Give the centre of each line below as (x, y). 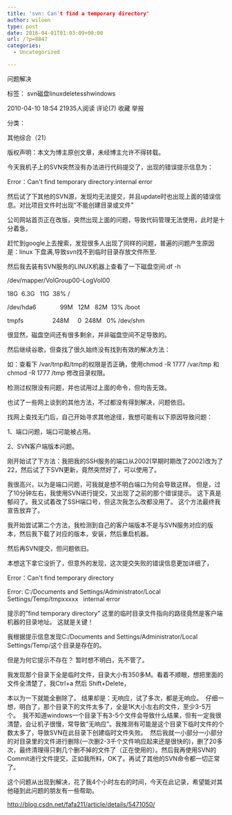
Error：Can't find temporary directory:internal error (80, 181)
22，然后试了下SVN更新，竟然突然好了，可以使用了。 (84, 469)
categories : (24, 46)
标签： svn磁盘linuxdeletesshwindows (61, 93)
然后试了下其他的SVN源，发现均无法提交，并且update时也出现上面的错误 (111, 196)
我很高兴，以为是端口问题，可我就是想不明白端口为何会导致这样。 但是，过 (114, 484)
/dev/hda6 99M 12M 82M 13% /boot (74, 307)
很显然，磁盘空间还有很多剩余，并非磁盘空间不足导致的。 (89, 335)
